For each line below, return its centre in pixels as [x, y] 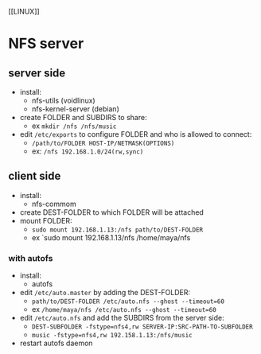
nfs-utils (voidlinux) [63, 100]
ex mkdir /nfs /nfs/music [74, 126]
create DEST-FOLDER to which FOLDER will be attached [112, 212]
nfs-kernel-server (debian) [75, 109]
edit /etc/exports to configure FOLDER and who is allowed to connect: [136, 134]
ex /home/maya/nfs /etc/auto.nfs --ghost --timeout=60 [124, 309]
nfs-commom [54, 204]
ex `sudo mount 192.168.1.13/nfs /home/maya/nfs [111, 237]
